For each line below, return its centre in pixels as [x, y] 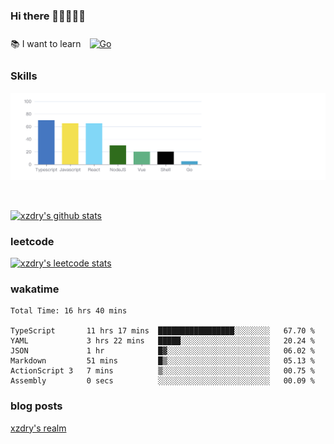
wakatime [35, 289]
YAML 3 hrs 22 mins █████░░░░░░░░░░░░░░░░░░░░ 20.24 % [162, 341]
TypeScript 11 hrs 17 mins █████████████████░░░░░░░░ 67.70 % [162, 331]
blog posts [36, 406]
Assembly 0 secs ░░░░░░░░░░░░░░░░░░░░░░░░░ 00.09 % [162, 381]
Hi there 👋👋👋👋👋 [48, 16]
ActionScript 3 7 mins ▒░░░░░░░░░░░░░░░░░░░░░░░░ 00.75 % [162, 371]
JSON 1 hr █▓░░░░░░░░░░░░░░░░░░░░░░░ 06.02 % [162, 351]
